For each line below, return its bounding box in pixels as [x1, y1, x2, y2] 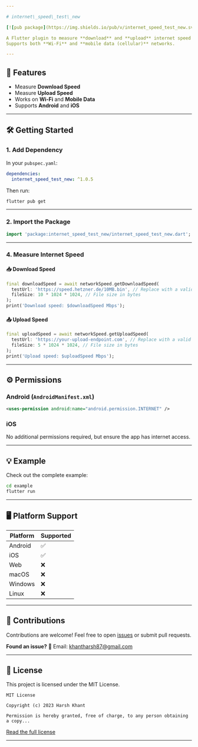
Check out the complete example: [6, 472, 88, 479]
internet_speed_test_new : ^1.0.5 [11, 176, 94, 182]
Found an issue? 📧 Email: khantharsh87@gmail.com [6, 643, 133, 650]
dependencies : [6, 170, 41, 177]
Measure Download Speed [14, 83, 81, 90]
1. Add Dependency [6, 146, 63, 154]
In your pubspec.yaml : [6, 159, 58, 166]
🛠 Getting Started [6, 125, 74, 136]
